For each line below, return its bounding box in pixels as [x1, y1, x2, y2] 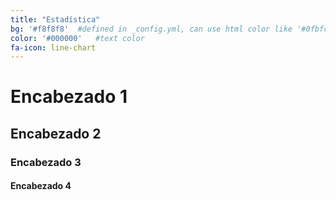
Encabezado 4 [10, 180, 72, 192]
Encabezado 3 [10, 155, 82, 169]
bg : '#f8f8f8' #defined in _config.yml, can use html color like [10, 24, 293, 34]
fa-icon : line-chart [10, 42, 97, 53]
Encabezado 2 [10, 125, 102, 142]
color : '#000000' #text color [10, 33, 145, 43]
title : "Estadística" [10, 14, 101, 25]
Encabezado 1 [10, 86, 128, 108]
